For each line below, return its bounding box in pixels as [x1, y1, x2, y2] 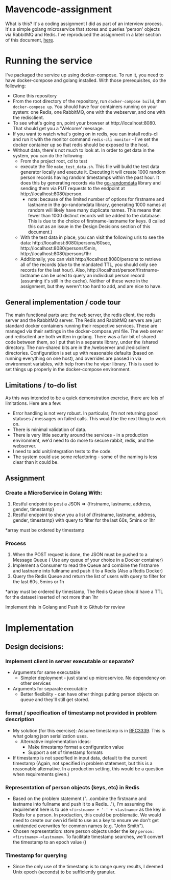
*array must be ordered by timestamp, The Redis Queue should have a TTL [5, 588, 163, 595]
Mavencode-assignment [5, 4, 112, 15]
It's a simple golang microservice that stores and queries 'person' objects [5, 26, 160, 32]
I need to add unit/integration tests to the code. [12, 448, 112, 454]
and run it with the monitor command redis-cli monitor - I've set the [12, 136, 159, 142]
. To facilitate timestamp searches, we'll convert [63, 833, 164, 840]
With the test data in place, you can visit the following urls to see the [20, 234, 164, 240]
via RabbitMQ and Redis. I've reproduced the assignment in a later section [5, 31, 161, 37]
